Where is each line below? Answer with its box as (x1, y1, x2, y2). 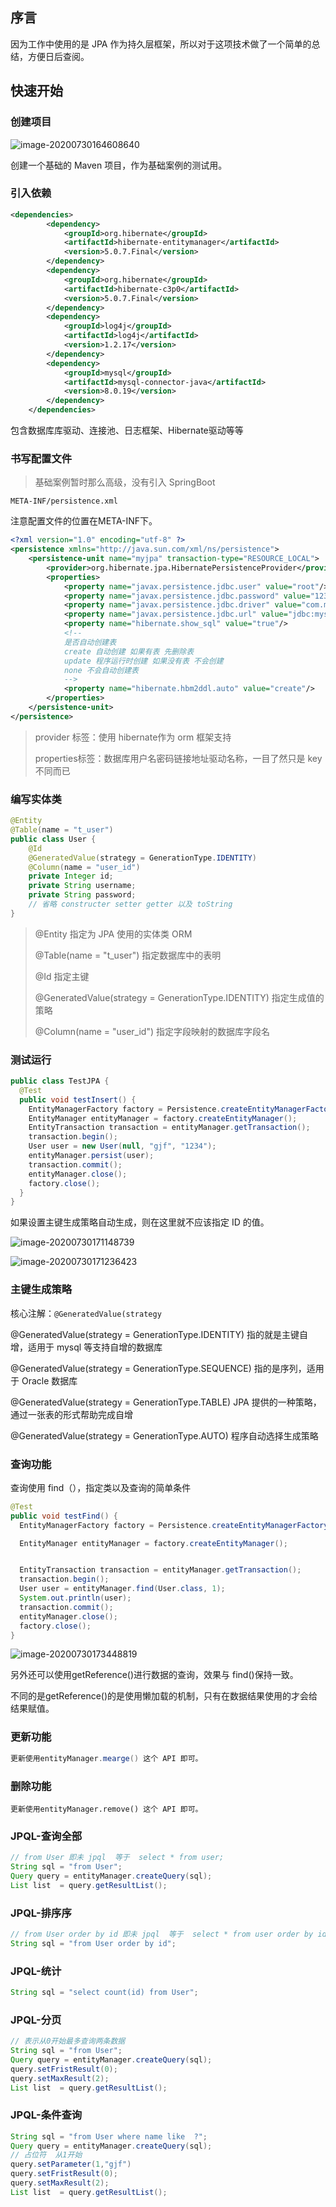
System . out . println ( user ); (19, 1593, 132, 1603)
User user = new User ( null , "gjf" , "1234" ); (28, 1141, 217, 1152)
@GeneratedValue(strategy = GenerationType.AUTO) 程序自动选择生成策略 (10, 1429, 319, 1442)
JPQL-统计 (10, 1964, 62, 1978)
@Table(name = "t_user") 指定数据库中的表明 (34, 949, 222, 961)
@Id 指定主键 (34, 970, 90, 982)
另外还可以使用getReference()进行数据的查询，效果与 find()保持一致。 (10, 1669, 299, 1681)
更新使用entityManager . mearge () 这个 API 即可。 (10, 1753, 203, 1763)
